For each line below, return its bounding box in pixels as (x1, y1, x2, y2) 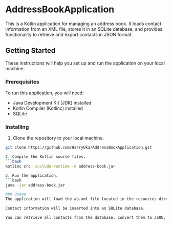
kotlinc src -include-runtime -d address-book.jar (5, 163, 116, 169)
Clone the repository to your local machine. (12, 135, 104, 141)
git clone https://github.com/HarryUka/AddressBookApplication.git (5, 145, 153, 150)
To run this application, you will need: (5, 90, 84, 96)
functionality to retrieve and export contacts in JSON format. (5, 31, 133, 37)
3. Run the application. (5, 173, 58, 178)
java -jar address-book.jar (5, 182, 66, 188)
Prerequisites (5, 78, 39, 85)
